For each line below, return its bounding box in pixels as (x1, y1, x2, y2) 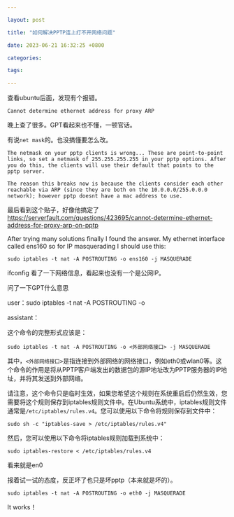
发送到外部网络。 (37, 374, 87, 382)
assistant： (7, 313, 40, 322)
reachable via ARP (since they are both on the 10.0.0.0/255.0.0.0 (7, 186, 208, 193)
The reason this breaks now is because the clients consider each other (7, 180, 224, 187)
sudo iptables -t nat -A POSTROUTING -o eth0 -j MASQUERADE (7, 490, 187, 497)
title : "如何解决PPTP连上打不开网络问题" (7, 29, 116, 36)
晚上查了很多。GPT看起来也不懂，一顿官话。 (7, 120, 136, 129)
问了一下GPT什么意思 (7, 284, 69, 291)
